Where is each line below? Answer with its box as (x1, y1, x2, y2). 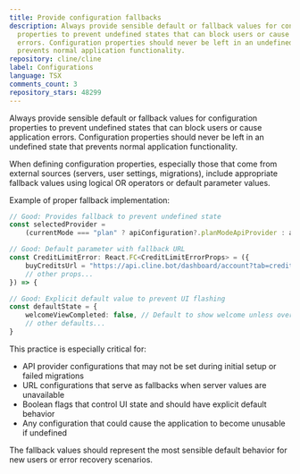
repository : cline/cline (9, 55, 102, 63)
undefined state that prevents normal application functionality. (9, 140, 238, 152)
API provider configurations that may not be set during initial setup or (21, 360, 277, 371)
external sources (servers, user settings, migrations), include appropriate (9, 167, 279, 179)
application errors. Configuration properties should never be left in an (9, 131, 265, 142)
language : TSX (9, 72, 62, 80)
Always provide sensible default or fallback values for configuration (9, 113, 258, 123)
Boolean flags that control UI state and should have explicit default (21, 399, 267, 410)
